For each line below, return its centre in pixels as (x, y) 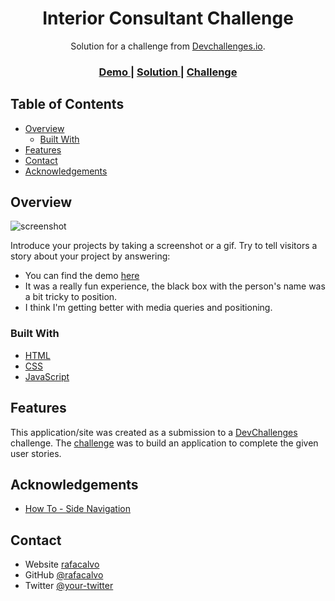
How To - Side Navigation (77, 509)
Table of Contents (67, 104)
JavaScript (47, 376)
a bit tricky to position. (71, 297)
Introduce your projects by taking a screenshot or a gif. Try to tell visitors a (164, 246)
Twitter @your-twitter (69, 586)
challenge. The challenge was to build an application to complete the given (164, 443)
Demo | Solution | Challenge (168, 72)
